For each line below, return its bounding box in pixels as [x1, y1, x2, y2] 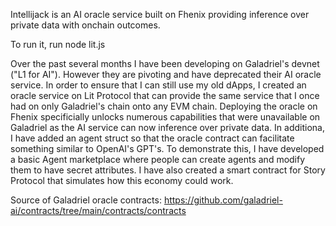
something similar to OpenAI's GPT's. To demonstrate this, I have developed [10, 143, 325, 154]
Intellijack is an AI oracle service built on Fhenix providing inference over [10, 9, 310, 20]
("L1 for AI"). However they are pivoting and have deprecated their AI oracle [10, 69, 322, 80]
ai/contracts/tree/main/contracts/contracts [10, 205, 187, 216]
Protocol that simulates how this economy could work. [10, 175, 234, 186]
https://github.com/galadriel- [163, 194, 283, 206]
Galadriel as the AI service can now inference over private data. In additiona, [10, 122, 325, 133]
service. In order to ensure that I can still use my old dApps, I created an [10, 79, 307, 91]
